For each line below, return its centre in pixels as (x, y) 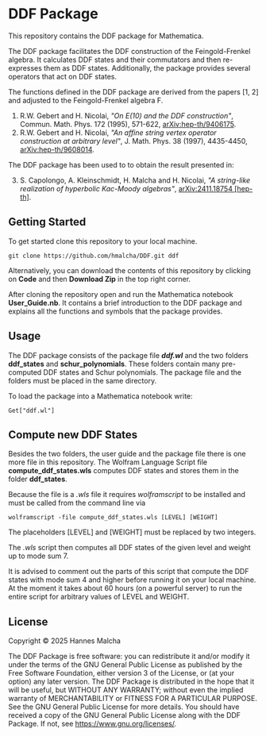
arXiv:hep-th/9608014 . (57, 149)
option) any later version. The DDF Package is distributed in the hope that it (131, 682)
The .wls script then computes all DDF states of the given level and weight (130, 548)
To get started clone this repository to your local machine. (103, 241)
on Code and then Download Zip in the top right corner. (100, 279)
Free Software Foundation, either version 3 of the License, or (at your (121, 673)
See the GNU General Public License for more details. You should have (124, 707)
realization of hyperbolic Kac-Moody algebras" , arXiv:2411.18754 (126, 188)
